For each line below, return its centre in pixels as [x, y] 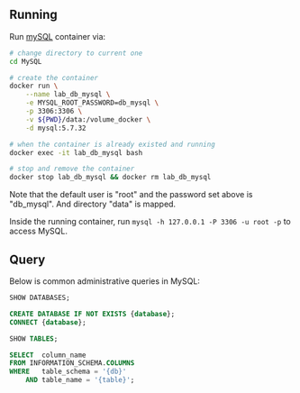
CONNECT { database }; [48, 322]
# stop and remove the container [72, 169]
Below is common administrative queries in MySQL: [105, 281]
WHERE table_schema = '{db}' [68, 372]
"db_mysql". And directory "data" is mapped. [93, 204]
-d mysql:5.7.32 [56, 128]
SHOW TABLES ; [34, 338]
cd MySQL [26, 61]
